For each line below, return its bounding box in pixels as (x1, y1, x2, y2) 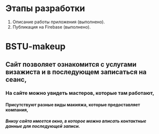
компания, (5, 107, 29, 113)
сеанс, (5, 75, 27, 84)
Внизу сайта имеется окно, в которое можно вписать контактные (5, 118, 146, 124)
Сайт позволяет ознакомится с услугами (5, 60, 137, 68)
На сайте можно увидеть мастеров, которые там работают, (5, 90, 154, 97)
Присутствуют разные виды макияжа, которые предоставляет (5, 102, 141, 108)
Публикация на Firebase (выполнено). (12, 24, 91, 30)
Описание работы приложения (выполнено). (12, 19, 105, 25)
